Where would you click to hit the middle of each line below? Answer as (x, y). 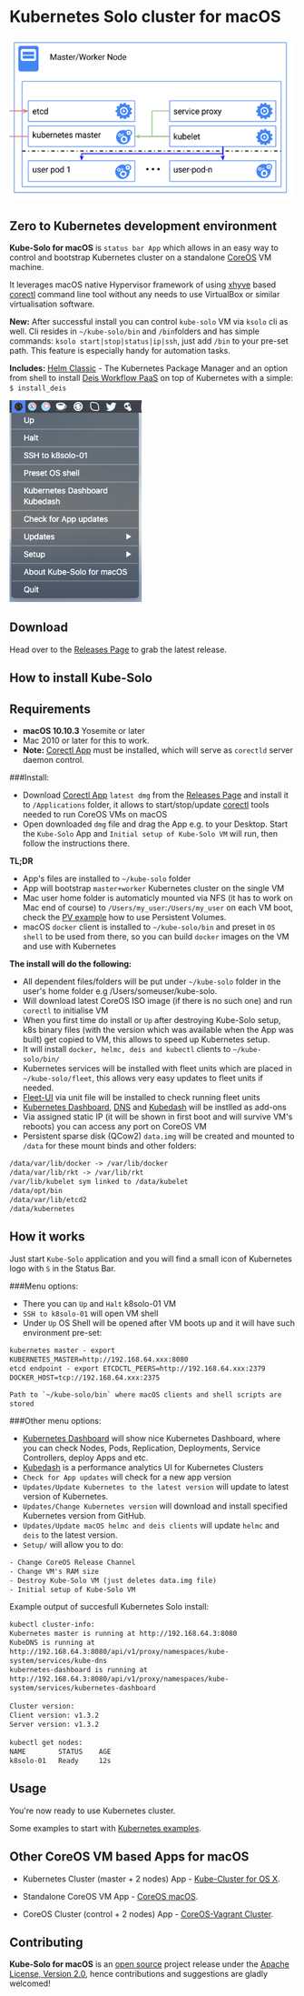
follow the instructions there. (76, 844)
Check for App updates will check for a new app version (127, 1477)
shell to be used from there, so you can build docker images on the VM (156, 937)
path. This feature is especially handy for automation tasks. (120, 351)
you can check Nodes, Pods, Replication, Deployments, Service (142, 1448)
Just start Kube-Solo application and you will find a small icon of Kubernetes (151, 1259)
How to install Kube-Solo (81, 678)
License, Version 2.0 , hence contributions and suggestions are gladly (139, 1974)
